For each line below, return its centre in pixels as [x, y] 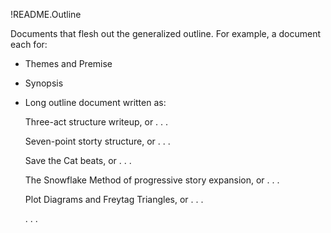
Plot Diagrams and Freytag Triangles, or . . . [114, 199]
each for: [29, 44]
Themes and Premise [68, 63]
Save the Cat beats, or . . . [78, 160]
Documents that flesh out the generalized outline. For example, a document [166, 33]
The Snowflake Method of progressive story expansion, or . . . [152, 180]
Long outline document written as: [95, 102]
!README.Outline [46, 14]
